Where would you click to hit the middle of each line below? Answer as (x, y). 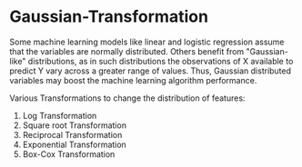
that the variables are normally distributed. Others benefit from (127, 51)
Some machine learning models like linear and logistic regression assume (147, 42)
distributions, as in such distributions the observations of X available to (161, 61)
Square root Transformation (75, 125)
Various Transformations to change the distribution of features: (127, 98)
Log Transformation (60, 115)
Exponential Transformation (75, 144)
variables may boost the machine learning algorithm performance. (133, 80)
